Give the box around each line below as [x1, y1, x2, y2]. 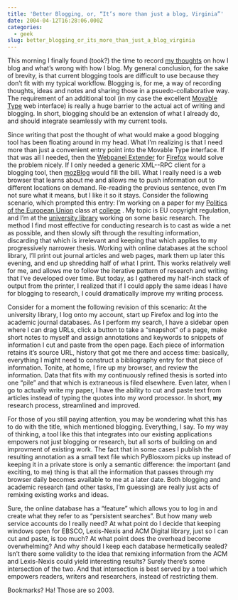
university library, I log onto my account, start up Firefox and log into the [7, 311, 219, 319]
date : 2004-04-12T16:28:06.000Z [7, 17, 103, 24]
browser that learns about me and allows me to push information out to [7, 176, 215, 185]
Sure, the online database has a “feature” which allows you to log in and [7, 504, 218, 513]
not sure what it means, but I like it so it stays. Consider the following [7, 191, 209, 200]
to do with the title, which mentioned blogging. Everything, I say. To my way [7, 422, 229, 431]
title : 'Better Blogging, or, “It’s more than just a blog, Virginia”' [7, 10, 224, 18]
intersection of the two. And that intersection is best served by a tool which [7, 564, 227, 573]
